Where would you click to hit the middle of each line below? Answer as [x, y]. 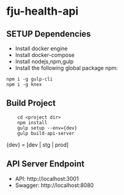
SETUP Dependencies [49, 34]
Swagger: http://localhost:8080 [54, 185]
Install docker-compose [45, 55]
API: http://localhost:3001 [47, 178]
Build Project [31, 103]
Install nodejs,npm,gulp [44, 61]
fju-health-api [43, 11]
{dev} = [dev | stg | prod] [37, 144]
